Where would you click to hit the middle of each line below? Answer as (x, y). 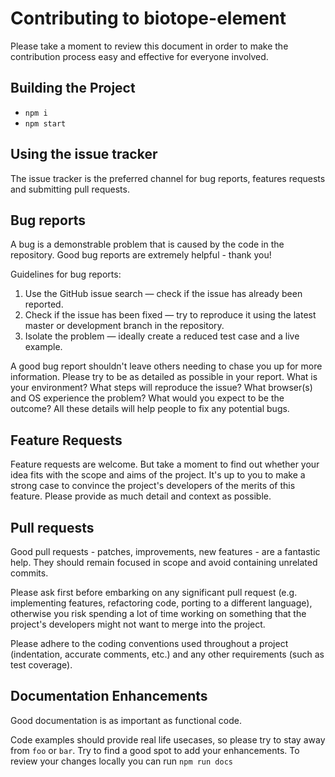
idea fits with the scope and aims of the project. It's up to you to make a (158, 475)
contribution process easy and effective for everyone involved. (139, 56)
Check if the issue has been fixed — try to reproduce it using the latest (170, 315)
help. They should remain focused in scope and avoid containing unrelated (164, 562)
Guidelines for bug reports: (66, 274)
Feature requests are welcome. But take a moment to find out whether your (165, 464)
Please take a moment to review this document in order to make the (149, 46)
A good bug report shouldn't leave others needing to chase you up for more (166, 366)
